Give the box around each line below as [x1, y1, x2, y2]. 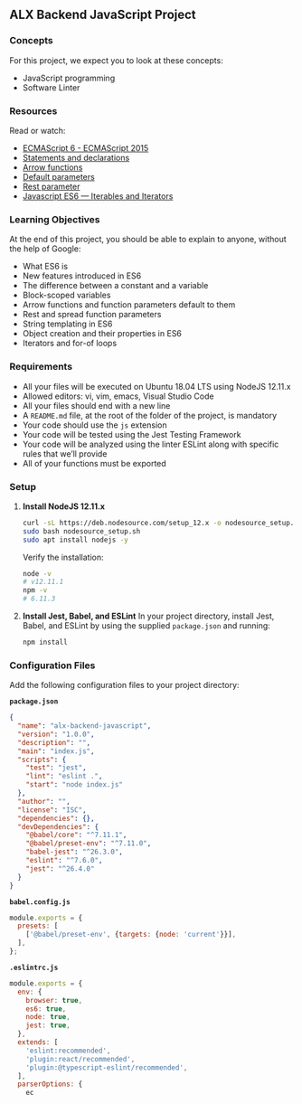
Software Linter [22, 81, 80, 93]
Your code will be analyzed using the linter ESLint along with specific [22, 439, 279, 449]
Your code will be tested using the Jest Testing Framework [22, 429, 241, 439]
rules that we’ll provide [22, 448, 108, 459]
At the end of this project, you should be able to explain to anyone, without [9, 234, 287, 245]
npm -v [22, 586, 48, 595]
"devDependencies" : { [17, 822, 99, 831]
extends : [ [17, 1038, 59, 1047]
